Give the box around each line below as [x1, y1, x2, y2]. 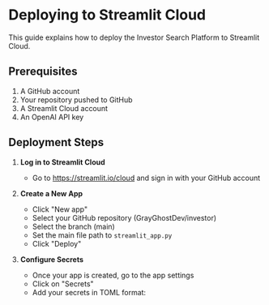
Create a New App [19, 188, 83, 198]
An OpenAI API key [19, 112, 84, 122]
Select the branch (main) [32, 221, 115, 231]
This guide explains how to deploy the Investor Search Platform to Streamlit [8, 32, 260, 42]
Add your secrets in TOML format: [32, 287, 147, 297]
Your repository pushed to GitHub [19, 95, 133, 105]
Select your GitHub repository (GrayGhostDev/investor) [32, 213, 217, 222]
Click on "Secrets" [32, 278, 95, 289]
